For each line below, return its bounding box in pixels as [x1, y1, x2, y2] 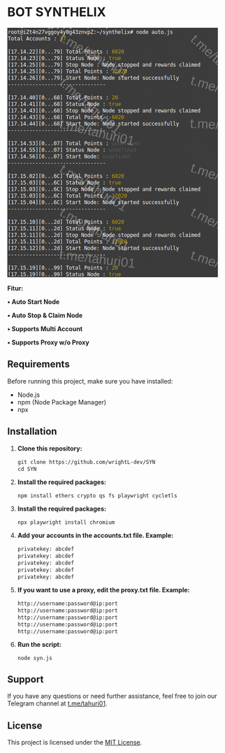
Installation [7, 425, 57, 437]
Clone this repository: [17, 444, 82, 453]
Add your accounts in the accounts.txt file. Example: [17, 531, 173, 539]
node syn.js [17, 655, 52, 661]
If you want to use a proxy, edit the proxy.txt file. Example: [17, 585, 190, 594]
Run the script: [17, 640, 61, 648]
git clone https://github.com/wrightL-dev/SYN [17, 458, 156, 465]
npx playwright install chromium [17, 518, 115, 526]
